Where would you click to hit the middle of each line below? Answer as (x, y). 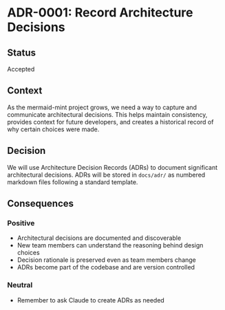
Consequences (41, 204)
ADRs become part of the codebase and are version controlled (106, 267)
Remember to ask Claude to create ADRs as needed (91, 300)
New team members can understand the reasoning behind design (110, 245)
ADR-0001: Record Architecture (100, 13)
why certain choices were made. (53, 129)
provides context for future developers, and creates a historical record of (110, 122)
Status (22, 53)
